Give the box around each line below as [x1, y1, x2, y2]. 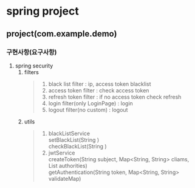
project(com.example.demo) [6, 29, 117, 39]
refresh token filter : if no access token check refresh [48, 93, 182, 100]
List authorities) [48, 162, 88, 169]
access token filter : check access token [48, 86, 149, 94]
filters [24, 68, 39, 75]
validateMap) [48, 175, 81, 182]
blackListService [48, 130, 91, 137]
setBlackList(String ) [48, 136, 100, 144]
